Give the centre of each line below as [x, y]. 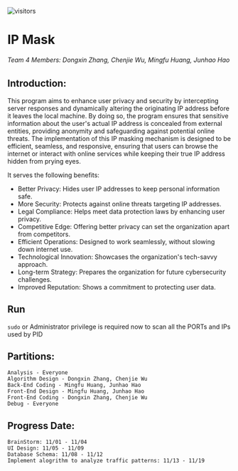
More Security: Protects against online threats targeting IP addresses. [119, 203]
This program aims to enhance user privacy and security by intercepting [113, 100]
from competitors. [44, 234]
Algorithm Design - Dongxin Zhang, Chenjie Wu [77, 379]
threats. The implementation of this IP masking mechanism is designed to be [119, 138]
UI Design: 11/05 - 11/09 [45, 448]
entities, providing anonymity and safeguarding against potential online [111, 131]
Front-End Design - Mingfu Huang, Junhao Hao [76, 391]
